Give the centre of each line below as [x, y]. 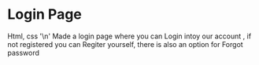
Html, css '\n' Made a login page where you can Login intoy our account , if [129, 36]
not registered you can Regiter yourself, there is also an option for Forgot [125, 44]
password [24, 52]
